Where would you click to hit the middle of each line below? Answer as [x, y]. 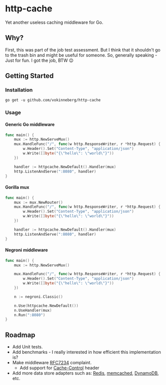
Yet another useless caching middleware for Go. [54, 22]
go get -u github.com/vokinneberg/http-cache [53, 100]
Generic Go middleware [30, 124]
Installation [19, 90]
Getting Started [29, 76]
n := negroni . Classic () [39, 297]
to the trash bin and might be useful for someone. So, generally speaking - [81, 55]
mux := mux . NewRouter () [39, 202]
